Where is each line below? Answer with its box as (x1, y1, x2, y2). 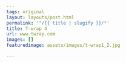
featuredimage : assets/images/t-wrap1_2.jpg (6, 43, 121, 49)
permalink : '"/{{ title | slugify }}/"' (6, 20, 110, 26)
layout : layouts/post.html (6, 14, 75, 20)
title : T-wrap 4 (6, 25, 47, 32)
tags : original (6, 8, 45, 15)
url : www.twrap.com (6, 31, 56, 37)
